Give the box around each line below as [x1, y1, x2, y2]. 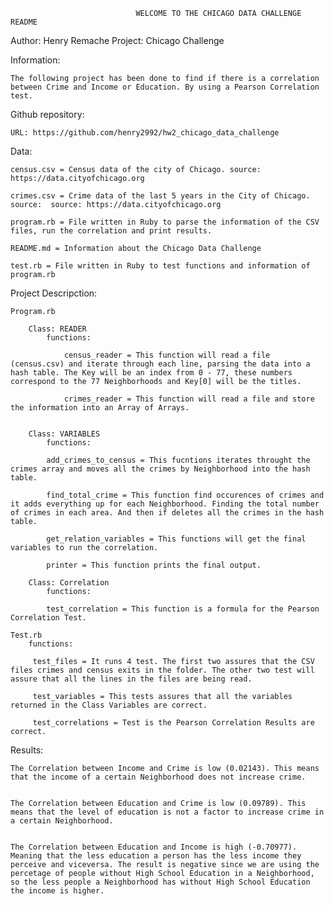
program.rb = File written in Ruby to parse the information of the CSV [10, 217, 320, 227]
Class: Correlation [28, 578, 110, 588]
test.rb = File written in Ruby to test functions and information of [10, 261, 311, 271]
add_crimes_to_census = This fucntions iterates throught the [46, 455, 311, 465]
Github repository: [10, 109, 85, 120]
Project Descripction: [10, 287, 98, 299]
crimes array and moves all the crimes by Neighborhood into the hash [10, 464, 311, 474]
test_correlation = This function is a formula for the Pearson [46, 604, 320, 614]
